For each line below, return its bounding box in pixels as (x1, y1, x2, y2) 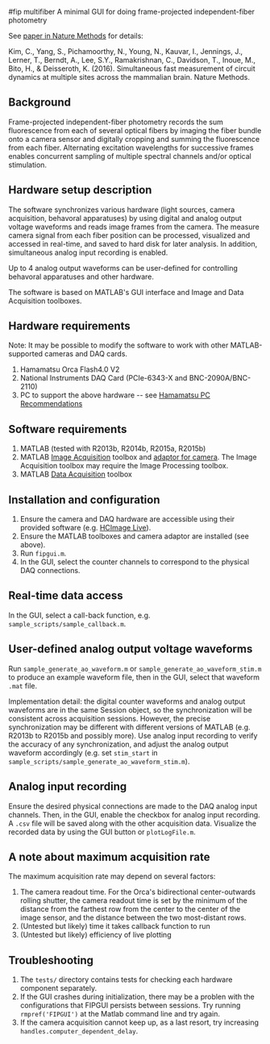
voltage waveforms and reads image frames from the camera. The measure (8, 222, 260, 231)
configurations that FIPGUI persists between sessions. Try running (19, 1000, 241, 1010)
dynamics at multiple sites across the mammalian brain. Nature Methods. (8, 73, 251, 81)
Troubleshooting (8, 953, 94, 967)
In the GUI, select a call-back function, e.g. (8, 610, 151, 620)
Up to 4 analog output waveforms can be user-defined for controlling (8, 263, 238, 272)
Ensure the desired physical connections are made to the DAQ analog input (8, 801, 258, 811)
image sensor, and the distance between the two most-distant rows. (19, 913, 247, 922)
